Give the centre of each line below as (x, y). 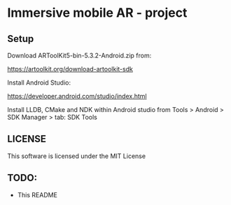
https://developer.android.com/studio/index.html (77, 96)
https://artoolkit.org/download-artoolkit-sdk (70, 69)
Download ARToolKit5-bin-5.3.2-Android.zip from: (79, 55)
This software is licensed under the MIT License (76, 156)
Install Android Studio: (39, 83)
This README (37, 195)
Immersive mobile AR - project (97, 13)
